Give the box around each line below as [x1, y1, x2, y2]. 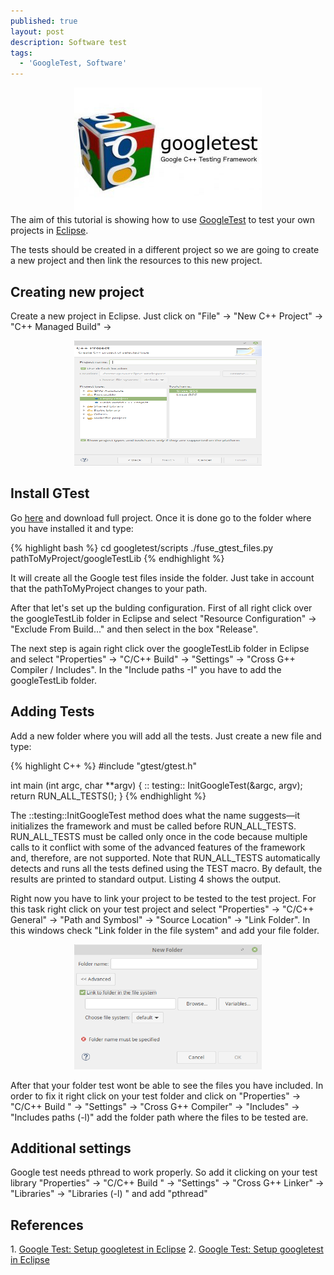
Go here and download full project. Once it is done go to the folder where [10, 511, 312, 524]
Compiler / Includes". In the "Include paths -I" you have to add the [10, 663, 282, 675]
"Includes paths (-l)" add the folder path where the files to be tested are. [10, 1111, 309, 1123]
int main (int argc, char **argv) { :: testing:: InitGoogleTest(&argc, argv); [10, 779, 303, 791]
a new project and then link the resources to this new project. [10, 255, 263, 267]
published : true [10, 16, 78, 26]
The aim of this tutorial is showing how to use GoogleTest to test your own [10, 214, 316, 226]
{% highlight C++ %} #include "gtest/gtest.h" [10, 760, 198, 772]
